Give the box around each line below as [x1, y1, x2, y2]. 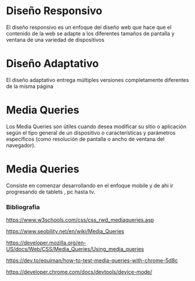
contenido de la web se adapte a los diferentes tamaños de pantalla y [6, 30, 175, 37]
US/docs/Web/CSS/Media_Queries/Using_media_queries [6, 246, 144, 253]
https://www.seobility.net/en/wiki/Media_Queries [6, 228, 125, 235]
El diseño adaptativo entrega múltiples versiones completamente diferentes [6, 76, 190, 83]
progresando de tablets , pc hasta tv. [6, 188, 95, 195]
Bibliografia [6, 202, 40, 211]
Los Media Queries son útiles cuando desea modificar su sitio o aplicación [6, 123, 187, 130]
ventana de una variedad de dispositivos [6, 36, 105, 43]
